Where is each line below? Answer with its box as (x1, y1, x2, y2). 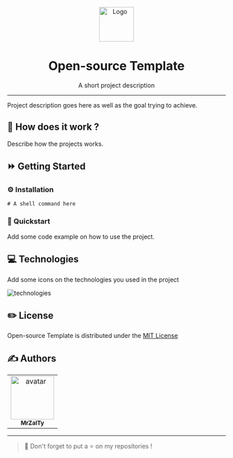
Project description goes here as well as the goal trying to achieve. (7, 101, 198, 109)
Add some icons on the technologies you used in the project (7, 275, 179, 284)
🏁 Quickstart (7, 217, 51, 226)
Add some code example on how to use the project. (7, 232, 155, 241)
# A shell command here (7, 201, 76, 207)
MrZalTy (20, 419, 44, 427)
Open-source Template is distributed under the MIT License (7, 332, 178, 340)
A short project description (78, 80, 155, 90)
